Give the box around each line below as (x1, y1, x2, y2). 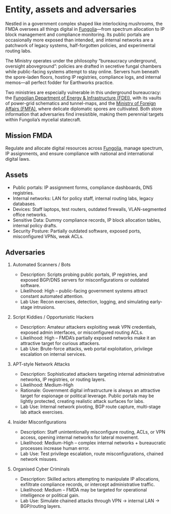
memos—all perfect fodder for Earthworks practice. (5, 79, 114, 85)
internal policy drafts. (12, 222, 58, 228)
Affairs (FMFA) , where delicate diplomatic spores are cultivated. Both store (5, 105, 162, 112)
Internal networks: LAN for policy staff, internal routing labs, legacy (12, 195, 154, 201)
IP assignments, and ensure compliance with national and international (5, 150, 154, 157)
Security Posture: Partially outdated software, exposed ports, (12, 228, 141, 234)
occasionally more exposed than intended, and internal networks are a (5, 37, 154, 43)
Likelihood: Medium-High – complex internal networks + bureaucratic (20, 440, 166, 446)
